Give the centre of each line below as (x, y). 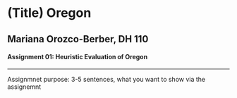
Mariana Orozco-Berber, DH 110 (78, 39)
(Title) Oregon (49, 13)
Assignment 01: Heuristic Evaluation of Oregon (78, 57)
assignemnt (24, 87)
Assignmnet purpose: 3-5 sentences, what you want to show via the (107, 79)
